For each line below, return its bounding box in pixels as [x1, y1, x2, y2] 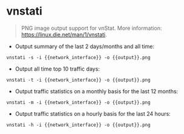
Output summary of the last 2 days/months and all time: [15, 43, 155, 50]
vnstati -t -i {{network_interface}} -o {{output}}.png [6, 77, 151, 83]
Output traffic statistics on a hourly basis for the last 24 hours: [15, 110, 171, 117]
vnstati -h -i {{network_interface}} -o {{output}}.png [6, 122, 151, 128]
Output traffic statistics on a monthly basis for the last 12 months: [15, 87, 179, 95]
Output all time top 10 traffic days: [15, 65, 100, 72]
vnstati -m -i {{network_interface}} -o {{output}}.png [6, 99, 151, 105]
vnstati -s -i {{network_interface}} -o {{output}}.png [6, 54, 151, 60]
